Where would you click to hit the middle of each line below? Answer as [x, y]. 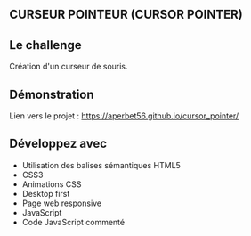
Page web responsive [62, 203]
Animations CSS [52, 184]
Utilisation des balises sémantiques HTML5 [101, 165]
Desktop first [46, 193]
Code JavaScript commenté [73, 222]
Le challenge [45, 45]
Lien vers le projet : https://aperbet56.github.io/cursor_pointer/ [124, 116]
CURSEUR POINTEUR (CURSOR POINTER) [126, 15]
